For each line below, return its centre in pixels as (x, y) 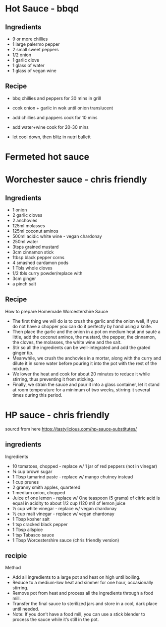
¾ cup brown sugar (32, 471)
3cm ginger (24, 278)
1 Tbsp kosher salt (31, 519)
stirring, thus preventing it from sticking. (53, 379)
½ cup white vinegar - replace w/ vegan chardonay (64, 508)
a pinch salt (24, 284)
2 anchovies (25, 220)
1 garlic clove (26, 60)
